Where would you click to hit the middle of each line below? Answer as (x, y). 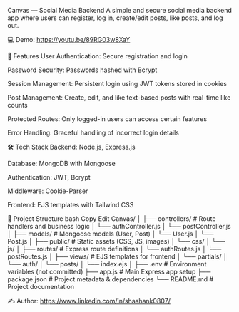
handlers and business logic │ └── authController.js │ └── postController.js (119, 226)
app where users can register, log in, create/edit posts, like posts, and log (115, 18)
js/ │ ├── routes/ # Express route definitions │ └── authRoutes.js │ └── (115, 249)
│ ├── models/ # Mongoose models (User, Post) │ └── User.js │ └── (111, 234)
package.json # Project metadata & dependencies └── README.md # (111, 279)
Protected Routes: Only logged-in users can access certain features (107, 119)
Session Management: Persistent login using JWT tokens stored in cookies (117, 84)
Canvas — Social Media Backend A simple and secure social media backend (119, 10)
